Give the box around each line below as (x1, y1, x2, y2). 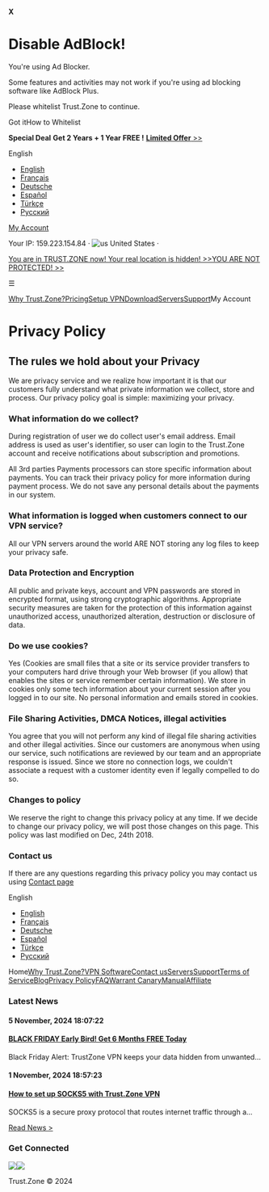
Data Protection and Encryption (8, 567, 135, 578)
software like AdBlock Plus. (8, 86, 99, 95)
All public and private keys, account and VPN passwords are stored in (8, 586, 241, 595)
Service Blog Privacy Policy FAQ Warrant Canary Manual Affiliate (8, 976, 212, 985)
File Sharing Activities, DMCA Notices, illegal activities (8, 713, 227, 724)
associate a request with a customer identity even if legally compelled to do (8, 766, 260, 775)
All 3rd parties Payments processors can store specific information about (8, 464, 252, 474)
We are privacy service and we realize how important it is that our (8, 376, 227, 385)
